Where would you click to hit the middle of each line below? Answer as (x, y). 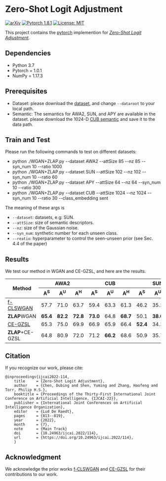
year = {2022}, (35, 420)
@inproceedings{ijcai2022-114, (37, 377)
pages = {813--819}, (40, 416)
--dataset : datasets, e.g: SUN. (43, 217)
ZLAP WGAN (22, 316)
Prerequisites (26, 91)
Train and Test (28, 140)
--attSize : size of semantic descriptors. (53, 223)
